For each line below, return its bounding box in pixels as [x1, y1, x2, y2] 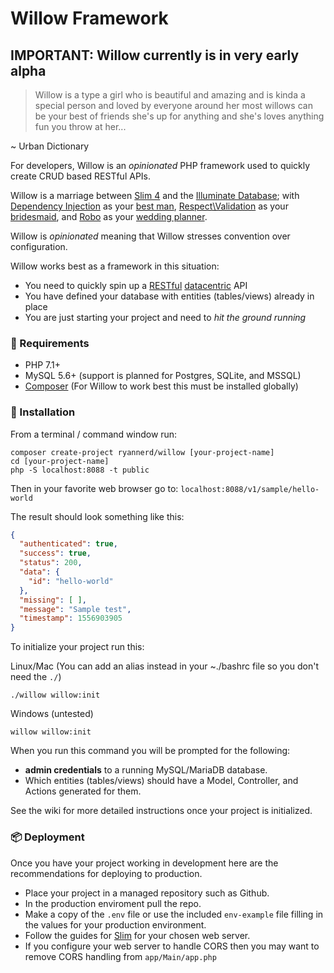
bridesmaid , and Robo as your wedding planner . [10, 211, 208, 222]
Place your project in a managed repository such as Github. [24, 887, 270, 899]
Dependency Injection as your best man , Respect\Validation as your [10, 200, 289, 212]
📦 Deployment [10, 830, 85, 844]
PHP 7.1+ [24, 359, 61, 371]
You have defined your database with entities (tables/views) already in [24, 290, 315, 302]
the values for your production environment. [24, 918, 207, 931]
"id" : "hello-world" [28, 576, 114, 586]
